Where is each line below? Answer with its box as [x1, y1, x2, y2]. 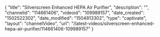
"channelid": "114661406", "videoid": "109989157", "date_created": [5, 10, 145, 16]
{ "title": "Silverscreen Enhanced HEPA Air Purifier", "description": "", [5, 5, 149, 10]
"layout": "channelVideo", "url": [5, 20, 71, 26]
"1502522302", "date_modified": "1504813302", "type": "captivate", [5, 15, 147, 21]
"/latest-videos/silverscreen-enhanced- [71, 20, 155, 26]
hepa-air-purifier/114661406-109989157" [5, 26, 91, 32]
